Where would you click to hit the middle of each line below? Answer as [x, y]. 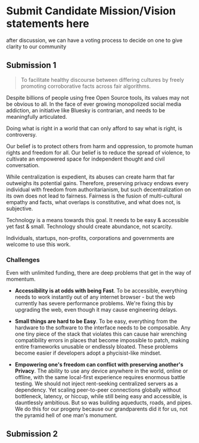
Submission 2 [32, 434]
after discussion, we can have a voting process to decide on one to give [94, 40]
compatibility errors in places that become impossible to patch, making [102, 340]
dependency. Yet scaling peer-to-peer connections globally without [98, 390]
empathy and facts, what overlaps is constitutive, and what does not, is [93, 202]
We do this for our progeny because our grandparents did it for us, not [101, 409]
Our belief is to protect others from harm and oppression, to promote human [100, 146]
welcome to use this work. [38, 244]
